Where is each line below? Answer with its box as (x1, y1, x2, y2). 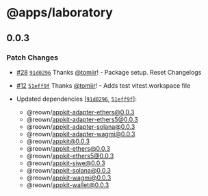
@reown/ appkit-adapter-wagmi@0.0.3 (26, 130, 135, 138)
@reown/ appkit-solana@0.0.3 (26, 166, 111, 174)
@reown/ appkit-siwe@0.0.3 (26, 159, 105, 167)
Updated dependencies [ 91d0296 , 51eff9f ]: (16, 95, 138, 103)
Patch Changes (6, 53, 59, 62)
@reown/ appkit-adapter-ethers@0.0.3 (26, 108, 135, 116)
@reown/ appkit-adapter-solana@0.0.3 (26, 122, 135, 131)
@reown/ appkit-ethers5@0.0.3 (26, 151, 114, 160)
